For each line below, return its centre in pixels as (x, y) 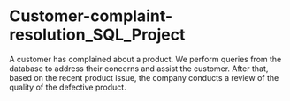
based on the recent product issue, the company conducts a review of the (144, 77)
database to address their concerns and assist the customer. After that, (139, 69)
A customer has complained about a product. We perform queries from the (145, 59)
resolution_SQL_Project (97, 35)
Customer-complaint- (91, 16)
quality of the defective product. (68, 87)
